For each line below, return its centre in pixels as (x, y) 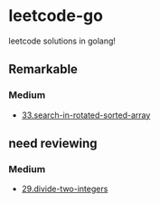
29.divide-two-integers (65, 189)
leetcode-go (56, 16)
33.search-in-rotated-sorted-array (86, 115)
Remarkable (43, 69)
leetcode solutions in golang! (62, 41)
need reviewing (53, 144)
